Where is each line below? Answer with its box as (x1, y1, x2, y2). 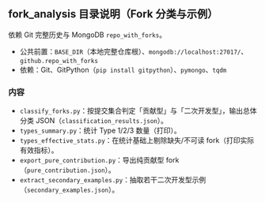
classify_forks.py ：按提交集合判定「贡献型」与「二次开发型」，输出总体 (19, 106, 257, 116)
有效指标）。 (19, 145, 59, 155)
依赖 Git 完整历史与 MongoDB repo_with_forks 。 (8, 30, 167, 39)
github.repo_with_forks (19, 57, 99, 65)
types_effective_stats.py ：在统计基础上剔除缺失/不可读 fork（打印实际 (19, 136, 255, 145)
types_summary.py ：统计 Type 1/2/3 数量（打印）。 (19, 125, 181, 136)
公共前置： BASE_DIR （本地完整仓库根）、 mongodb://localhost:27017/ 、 (19, 47, 248, 56)
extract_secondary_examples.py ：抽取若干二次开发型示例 (19, 175, 206, 185)
